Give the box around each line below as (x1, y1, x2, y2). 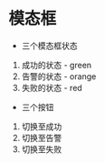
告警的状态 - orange (21, 70, 97, 82)
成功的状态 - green (21, 59, 92, 70)
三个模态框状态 (21, 40, 78, 51)
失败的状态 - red (21, 82, 82, 93)
